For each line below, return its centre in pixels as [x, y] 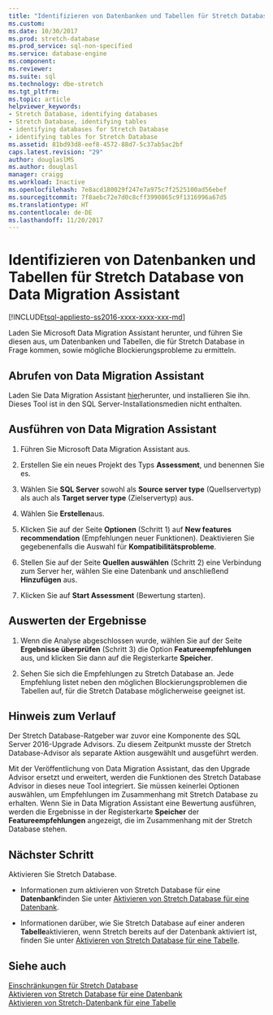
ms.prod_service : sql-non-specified [70, 46]
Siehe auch [37, 966]
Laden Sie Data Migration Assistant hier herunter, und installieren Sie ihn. [129, 395]
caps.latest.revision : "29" [56, 152]
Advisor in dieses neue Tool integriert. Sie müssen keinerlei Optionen [124, 786]
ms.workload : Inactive [47, 182]
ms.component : [32, 62]
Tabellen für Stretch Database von [126, 278]
